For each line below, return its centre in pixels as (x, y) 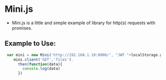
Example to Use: (30, 44)
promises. (22, 28)
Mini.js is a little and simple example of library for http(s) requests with (83, 23)
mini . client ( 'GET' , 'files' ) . (44, 60)
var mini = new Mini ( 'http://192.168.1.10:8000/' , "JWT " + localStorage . (83, 55)
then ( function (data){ (40, 64)
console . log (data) (41, 69)
